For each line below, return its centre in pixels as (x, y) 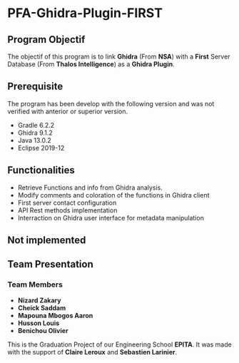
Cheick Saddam (42, 307)
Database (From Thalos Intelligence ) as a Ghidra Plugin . (91, 64)
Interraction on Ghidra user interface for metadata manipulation (111, 218)
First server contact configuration (67, 203)
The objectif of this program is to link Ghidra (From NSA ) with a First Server (119, 56)
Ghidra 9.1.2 (35, 133)
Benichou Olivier (43, 330)
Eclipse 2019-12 (41, 148)
